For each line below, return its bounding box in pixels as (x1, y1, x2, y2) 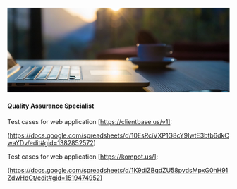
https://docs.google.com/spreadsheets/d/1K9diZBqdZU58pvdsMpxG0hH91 (9, 166, 229, 174)
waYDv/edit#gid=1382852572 (7, 138, 94, 147)
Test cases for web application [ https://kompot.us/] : (7, 152, 159, 161)
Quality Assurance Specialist (7, 102, 95, 110)
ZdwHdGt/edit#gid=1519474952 (7, 173, 101, 182)
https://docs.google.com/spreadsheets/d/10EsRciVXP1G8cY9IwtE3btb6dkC (9, 131, 229, 140)
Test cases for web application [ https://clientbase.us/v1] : (7, 117, 173, 126)
